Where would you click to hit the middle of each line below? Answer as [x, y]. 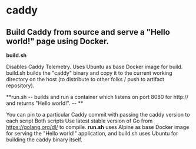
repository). [20, 85]
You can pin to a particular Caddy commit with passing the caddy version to [98, 115]
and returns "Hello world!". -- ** [45, 103]
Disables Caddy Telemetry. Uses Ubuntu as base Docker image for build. [94, 67]
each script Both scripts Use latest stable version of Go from [79, 121]
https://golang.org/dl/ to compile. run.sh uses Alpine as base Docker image [98, 127]
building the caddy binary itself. [44, 140]
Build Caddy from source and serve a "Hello [88, 32]
